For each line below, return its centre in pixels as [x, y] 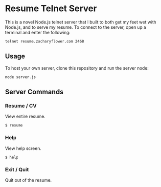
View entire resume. [25, 116]
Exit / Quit [17, 169]
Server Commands [34, 92]
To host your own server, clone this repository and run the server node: [77, 68]
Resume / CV [21, 106]
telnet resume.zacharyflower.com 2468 [45, 41]
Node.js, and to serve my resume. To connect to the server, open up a [76, 27]
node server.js [21, 77]
